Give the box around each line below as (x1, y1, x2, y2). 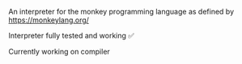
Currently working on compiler (8, 47, 111, 56)
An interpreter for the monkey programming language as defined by (8, 7, 235, 16)
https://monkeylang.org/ (8, 15, 89, 25)
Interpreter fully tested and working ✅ (8, 31, 135, 40)
